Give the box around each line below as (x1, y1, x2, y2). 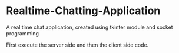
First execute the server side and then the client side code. (6, 41, 149, 48)
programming (6, 29, 39, 37)
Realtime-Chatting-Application (6, 4, 161, 18)
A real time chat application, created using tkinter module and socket (6, 24, 173, 31)
